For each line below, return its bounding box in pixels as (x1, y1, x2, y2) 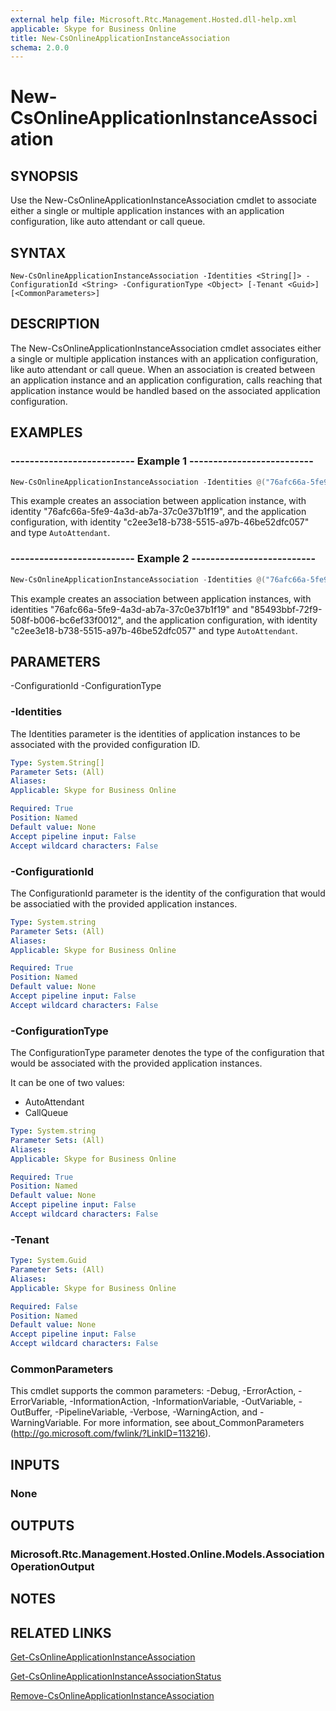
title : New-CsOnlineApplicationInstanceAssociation (10, 33, 230, 43)
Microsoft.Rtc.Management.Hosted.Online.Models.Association (10, 1547, 325, 1561)
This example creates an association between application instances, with (10, 592, 312, 605)
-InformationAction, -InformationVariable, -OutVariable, (69, 1396, 297, 1408)
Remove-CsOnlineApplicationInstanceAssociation (10, 1690, 215, 1702)
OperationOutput (10, 1560, 95, 1574)
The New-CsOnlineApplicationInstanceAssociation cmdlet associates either (10, 342, 322, 354)
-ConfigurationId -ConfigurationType (10, 680, 162, 692)
